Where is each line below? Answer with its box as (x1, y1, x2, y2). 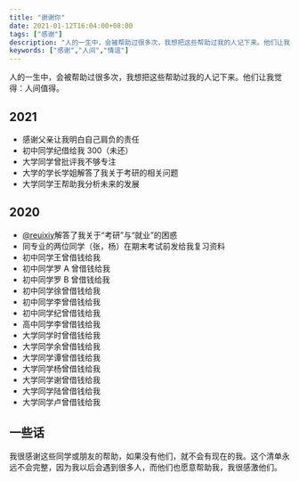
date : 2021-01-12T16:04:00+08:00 (9, 21, 133, 30)
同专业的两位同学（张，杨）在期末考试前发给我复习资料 (21, 240, 225, 251)
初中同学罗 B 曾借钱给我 (21, 273, 110, 285)
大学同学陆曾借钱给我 (21, 385, 101, 396)
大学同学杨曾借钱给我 (21, 363, 101, 374)
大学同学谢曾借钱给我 (21, 374, 101, 385)
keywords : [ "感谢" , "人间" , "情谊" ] (9, 46, 129, 55)
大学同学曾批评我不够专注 (21, 156, 117, 167)
